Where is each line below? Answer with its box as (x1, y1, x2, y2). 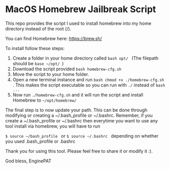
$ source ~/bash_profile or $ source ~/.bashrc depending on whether (5, 133, 159, 139)
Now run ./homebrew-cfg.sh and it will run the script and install (12, 92, 144, 98)
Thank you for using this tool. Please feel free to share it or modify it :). (5, 148, 153, 154)
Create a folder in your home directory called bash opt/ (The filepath (12, 55, 159, 61)
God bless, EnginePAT (5, 158, 52, 164)
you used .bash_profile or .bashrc (5, 138, 76, 144)
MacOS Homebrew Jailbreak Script (5, 4, 156, 15)
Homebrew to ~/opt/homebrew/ (12, 97, 77, 103)
